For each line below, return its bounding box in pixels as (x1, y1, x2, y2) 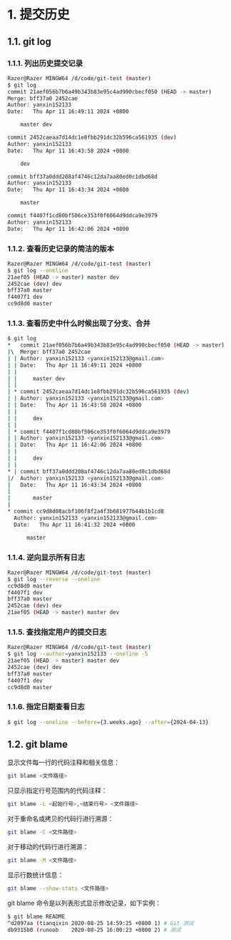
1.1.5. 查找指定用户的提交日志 (7, 627, 107, 637)
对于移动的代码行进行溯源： (7, 843, 89, 851)
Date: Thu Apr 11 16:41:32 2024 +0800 (14, 521, 135, 528)
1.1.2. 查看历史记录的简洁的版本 (7, 244, 115, 254)
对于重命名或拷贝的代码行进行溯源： (7, 814, 114, 823)
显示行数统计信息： (7, 870, 64, 879)
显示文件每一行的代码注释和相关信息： (7, 758, 120, 767)
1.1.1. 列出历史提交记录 (7, 58, 83, 68)
